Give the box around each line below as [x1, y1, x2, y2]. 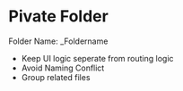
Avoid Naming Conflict [21, 62, 105, 73]
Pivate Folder [8, 6, 109, 27]
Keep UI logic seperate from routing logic [21, 53, 174, 63]
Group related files [21, 71, 91, 82]
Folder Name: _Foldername [8, 36, 109, 46]
